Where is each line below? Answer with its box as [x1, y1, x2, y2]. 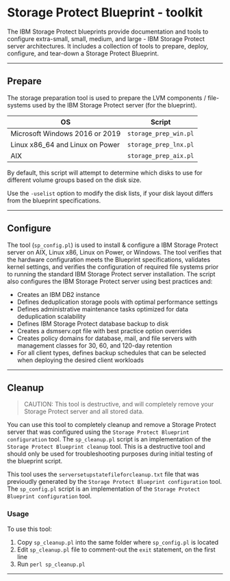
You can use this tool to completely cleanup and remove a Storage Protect [7, 421, 217, 429]
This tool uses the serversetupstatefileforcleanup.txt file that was [7, 470, 200, 478]
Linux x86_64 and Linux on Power [10, 140, 120, 149]
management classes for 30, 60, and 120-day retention [16, 341, 172, 350]
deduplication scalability [16, 312, 86, 320]
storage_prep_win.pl [127, 129, 194, 138]
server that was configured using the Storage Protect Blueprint [7, 428, 190, 436]
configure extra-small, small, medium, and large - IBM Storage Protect [7, 34, 205, 42]
